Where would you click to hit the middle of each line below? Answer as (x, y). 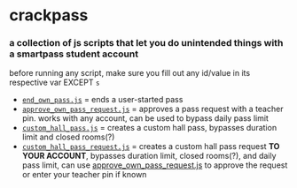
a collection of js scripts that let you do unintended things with (146, 43)
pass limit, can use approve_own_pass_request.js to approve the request (155, 165)
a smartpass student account (74, 54)
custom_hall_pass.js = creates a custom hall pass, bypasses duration (149, 128)
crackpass (49, 15)
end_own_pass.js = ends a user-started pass (102, 100)
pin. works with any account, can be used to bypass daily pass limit (145, 118)
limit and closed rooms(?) (68, 137)
